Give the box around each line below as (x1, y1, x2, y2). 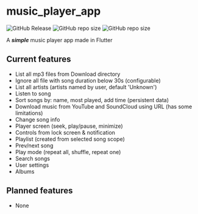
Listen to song (15, 90, 51, 97)
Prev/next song (15, 142, 54, 149)
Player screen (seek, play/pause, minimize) (15, 122, 123, 130)
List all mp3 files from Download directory (15, 70, 121, 78)
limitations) (15, 109, 43, 117)
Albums (15, 168, 35, 175)
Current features (6, 54, 71, 65)
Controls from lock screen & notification (15, 128, 116, 136)
